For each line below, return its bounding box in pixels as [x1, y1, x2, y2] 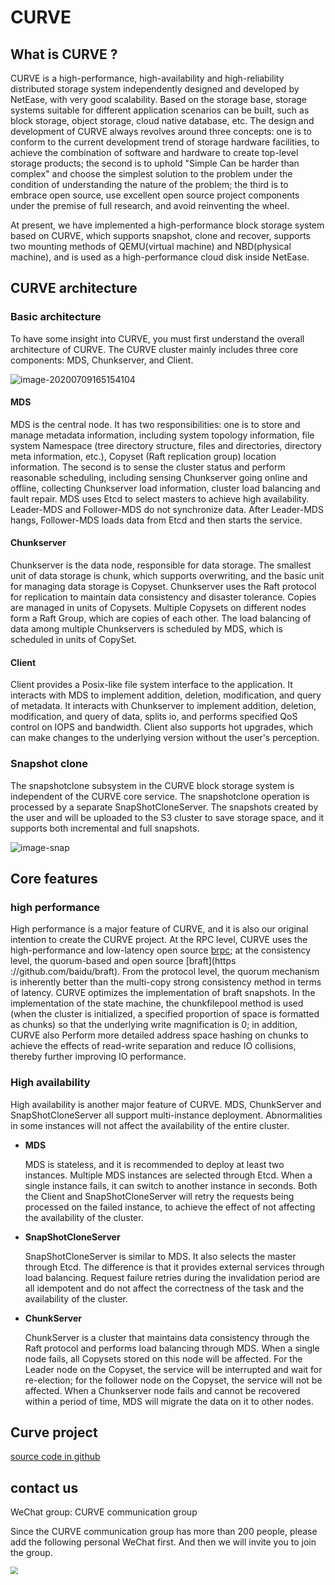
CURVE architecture [10, 280, 138, 297]
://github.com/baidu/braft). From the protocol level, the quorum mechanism [10, 966, 320, 978]
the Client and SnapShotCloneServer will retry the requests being [24, 1190, 295, 1202]
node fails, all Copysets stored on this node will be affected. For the [24, 1352, 303, 1365]
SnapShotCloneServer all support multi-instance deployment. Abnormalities [10, 1109, 323, 1121]
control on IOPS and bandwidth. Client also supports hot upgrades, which [10, 721, 314, 733]
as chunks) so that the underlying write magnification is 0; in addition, [10, 1019, 298, 1031]
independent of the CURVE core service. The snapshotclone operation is [10, 790, 310, 802]
